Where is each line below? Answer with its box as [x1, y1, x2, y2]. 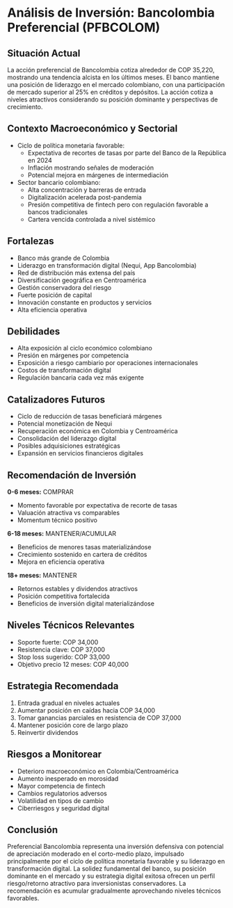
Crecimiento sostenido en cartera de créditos [17, 551, 147, 559]
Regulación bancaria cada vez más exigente [17, 373, 144, 382]
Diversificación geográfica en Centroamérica [17, 276, 147, 284]
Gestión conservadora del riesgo [17, 283, 112, 291]
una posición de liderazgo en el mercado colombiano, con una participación [7, 81, 225, 88]
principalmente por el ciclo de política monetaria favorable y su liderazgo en [7, 857, 225, 866]
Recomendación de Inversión [7, 469, 137, 481]
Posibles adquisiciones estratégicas [17, 441, 120, 450]
